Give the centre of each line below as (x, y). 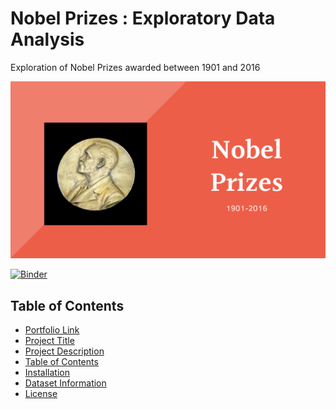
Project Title (49, 341)
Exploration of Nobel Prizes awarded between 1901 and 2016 (135, 67)
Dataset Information (65, 383)
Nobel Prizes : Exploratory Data (143, 18)
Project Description (64, 351)
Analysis (47, 39)
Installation (47, 373)
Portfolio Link (52, 330)
